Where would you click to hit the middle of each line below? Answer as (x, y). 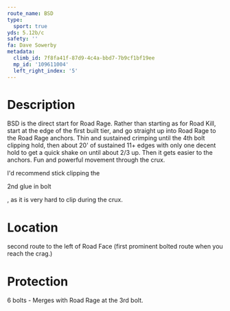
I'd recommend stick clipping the (54, 173)
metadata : (21, 52)
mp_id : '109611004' (41, 64)
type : (15, 20)
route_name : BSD (30, 13)
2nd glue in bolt (29, 186)
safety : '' (23, 39)
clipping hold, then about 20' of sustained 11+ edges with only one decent (112, 145)
